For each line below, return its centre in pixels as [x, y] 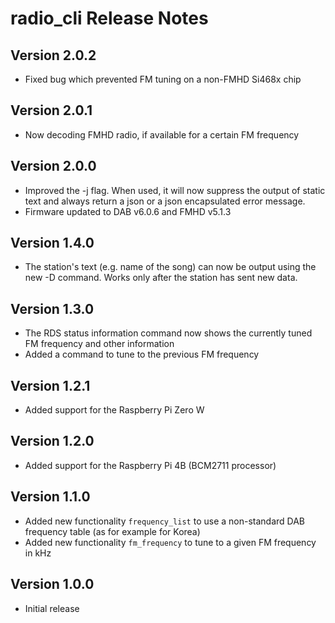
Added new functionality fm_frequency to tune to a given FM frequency [170, 542]
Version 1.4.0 [52, 243]
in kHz [38, 553]
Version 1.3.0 [52, 308]
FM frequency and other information [99, 344]
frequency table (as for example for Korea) [112, 531]
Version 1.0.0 [52, 584]
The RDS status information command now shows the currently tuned [168, 333]
